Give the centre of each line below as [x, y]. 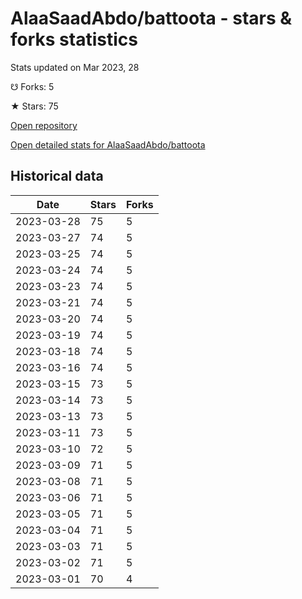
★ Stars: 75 [34, 106]
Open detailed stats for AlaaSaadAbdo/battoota [108, 144]
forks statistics [74, 39]
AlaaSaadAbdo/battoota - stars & [151, 18]
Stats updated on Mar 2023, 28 [75, 67]
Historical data [57, 176]
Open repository [44, 125]
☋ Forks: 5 [32, 86]
